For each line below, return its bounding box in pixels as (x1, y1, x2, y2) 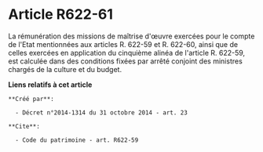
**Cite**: (8, 122, 41, 130)
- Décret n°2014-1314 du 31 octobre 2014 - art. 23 (15, 108, 188, 117)
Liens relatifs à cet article (8, 80, 93, 89)
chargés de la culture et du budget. (8, 64, 122, 74)
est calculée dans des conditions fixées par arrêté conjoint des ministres (8, 56, 243, 66)
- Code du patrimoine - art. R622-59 (15, 136, 139, 144)
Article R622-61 (8, 5, 114, 24)
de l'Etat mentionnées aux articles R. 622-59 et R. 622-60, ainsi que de (8, 39, 238, 49)
